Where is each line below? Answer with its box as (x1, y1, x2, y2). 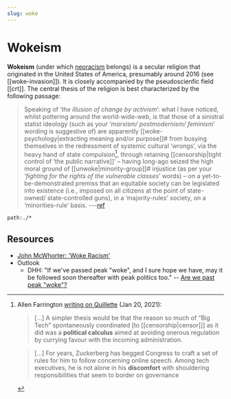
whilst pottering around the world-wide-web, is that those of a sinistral (23, 112, 224, 120)
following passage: (7, 91, 60, 100)
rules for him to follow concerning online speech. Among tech (34, 356, 210, 365)
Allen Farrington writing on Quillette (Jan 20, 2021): (16, 301, 162, 309)
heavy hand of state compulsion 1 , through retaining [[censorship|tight (23, 149, 222, 158)
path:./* (7, 215, 32, 222)
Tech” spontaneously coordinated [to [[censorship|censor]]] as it (34, 321, 219, 330)
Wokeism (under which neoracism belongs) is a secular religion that (7, 63, 201, 71)
